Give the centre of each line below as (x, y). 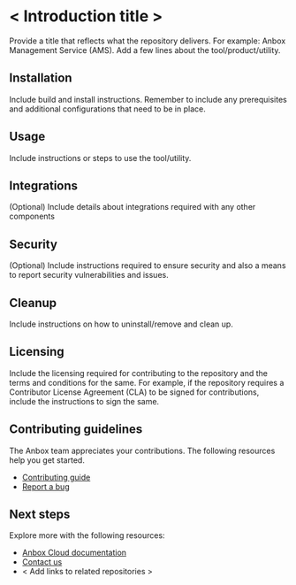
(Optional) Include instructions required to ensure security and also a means (148, 266)
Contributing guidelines (76, 430)
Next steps (40, 515)
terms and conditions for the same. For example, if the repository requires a (147, 382)
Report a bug (46, 486)
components (32, 216)
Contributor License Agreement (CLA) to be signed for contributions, (134, 392)
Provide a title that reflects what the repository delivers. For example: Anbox (148, 41)
